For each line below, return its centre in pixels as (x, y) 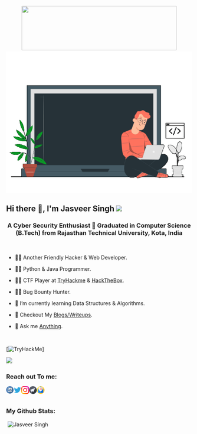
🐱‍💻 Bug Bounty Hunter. (42, 292)
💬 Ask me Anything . (39, 326)
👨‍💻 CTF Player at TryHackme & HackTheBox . (69, 280)
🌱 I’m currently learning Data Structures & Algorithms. (80, 303)
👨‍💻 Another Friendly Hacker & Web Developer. (71, 257)
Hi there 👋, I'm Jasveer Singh (60, 209)
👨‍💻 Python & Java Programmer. (53, 268)
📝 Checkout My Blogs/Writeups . (53, 315)
